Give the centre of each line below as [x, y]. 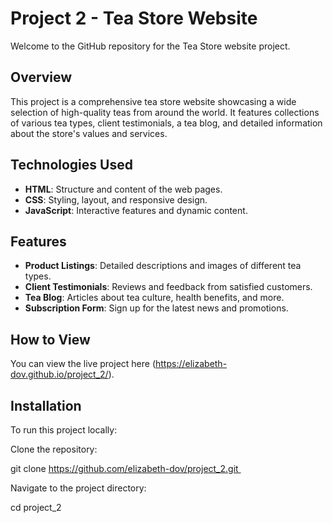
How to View [50, 339]
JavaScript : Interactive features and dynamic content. [136, 210]
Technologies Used [71, 165]
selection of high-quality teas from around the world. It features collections [165, 112]
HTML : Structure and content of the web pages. [123, 189]
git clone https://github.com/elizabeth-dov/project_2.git [124, 468]
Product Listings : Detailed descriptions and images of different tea [163, 266]
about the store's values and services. [89, 133]
